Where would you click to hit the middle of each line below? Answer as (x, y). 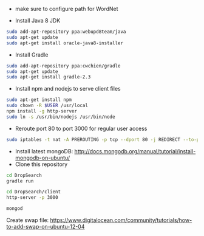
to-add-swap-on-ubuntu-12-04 (46, 227)
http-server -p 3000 (32, 198)
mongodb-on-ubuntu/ (42, 158)
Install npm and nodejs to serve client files (68, 89)
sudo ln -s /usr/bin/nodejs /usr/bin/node (61, 117)
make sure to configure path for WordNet (66, 9)
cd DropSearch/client (34, 192)
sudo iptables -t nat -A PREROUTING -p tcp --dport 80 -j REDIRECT (93, 139)
